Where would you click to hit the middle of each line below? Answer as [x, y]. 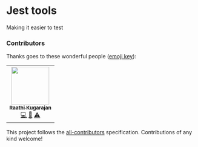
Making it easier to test [35, 27]
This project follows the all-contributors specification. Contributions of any [99, 132]
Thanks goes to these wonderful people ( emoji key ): [71, 56]
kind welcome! [25, 139]
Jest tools [32, 11]
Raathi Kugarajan [30, 108]
